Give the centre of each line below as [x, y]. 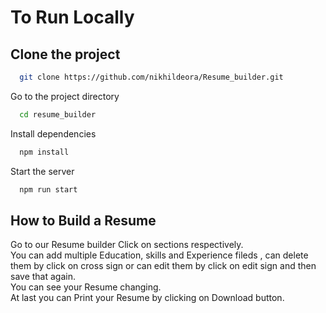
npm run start [48, 189]
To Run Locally [72, 17]
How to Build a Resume [83, 220]
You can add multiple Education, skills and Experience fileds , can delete [159, 255]
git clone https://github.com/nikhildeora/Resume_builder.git [151, 77]
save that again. [43, 277]
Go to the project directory [65, 96]
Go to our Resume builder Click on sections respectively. [127, 245]
